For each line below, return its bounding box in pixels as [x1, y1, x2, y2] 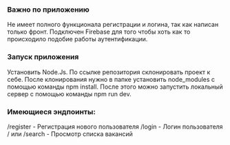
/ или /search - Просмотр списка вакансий [7, 129, 133, 138]
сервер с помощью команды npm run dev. [7, 89, 132, 98]
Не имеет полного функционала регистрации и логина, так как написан [7, 21, 219, 29]
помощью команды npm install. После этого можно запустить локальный [7, 82, 223, 91]
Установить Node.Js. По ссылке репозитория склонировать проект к [7, 67, 211, 76]
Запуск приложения [7, 52, 79, 62]
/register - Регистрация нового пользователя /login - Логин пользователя [7, 122, 223, 131]
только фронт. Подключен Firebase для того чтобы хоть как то [7, 27, 191, 36]
